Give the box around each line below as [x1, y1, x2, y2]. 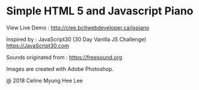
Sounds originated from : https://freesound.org [6, 53, 123, 61]
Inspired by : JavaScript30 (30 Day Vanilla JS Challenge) [6, 35, 147, 43]
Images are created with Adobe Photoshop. [6, 65, 114, 73]
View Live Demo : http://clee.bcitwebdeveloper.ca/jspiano [6, 24, 150, 31]
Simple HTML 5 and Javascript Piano [6, 4, 194, 18]
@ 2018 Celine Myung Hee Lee [6, 77, 83, 84]
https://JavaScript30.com [6, 42, 69, 49]
